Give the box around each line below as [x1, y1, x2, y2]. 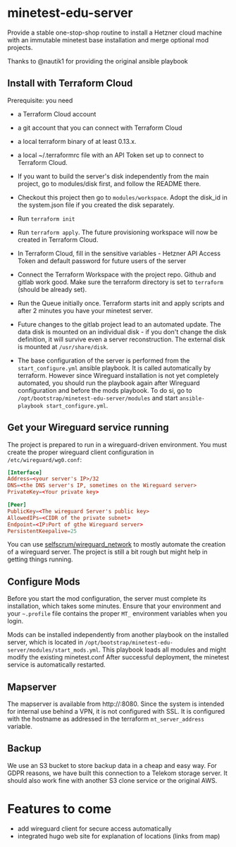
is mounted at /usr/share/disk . [17, 342, 108, 351]
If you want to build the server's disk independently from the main [17, 171, 209, 181]
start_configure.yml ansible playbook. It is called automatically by [17, 363, 211, 372]
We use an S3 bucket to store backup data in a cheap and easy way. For [7, 761, 217, 769]
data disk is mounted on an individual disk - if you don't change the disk [17, 327, 227, 336]
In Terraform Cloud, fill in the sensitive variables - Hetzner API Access [17, 249, 221, 257]
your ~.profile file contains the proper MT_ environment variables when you [7, 609, 228, 618]
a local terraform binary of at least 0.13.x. [17, 137, 137, 145]
